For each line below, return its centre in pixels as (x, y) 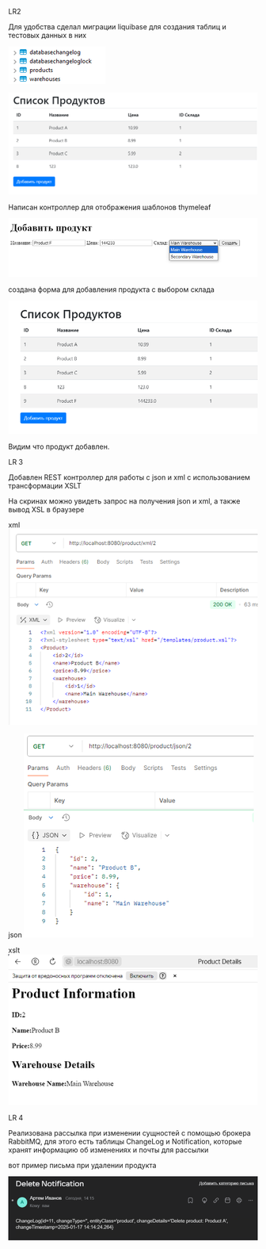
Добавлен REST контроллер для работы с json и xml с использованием (129, 477)
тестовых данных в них (47, 35)
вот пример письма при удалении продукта (82, 1165)
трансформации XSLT (45, 485)
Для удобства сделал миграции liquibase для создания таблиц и (118, 27)
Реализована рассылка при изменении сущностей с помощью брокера (129, 1132)
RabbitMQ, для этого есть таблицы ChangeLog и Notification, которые (125, 1141)
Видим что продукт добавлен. (59, 446)
